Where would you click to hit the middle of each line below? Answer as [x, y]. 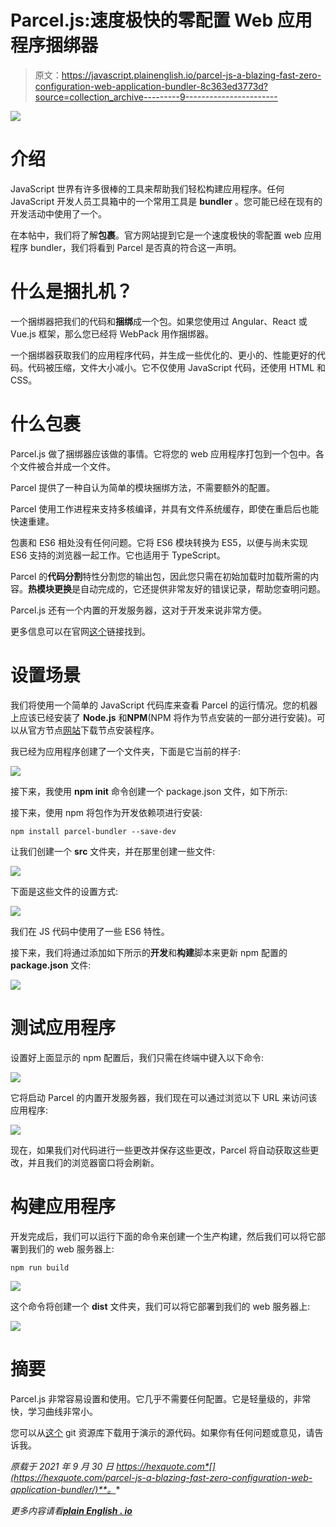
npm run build [40, 1267]
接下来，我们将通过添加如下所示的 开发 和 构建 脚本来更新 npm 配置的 [149, 952]
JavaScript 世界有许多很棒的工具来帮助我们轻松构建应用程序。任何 [147, 188]
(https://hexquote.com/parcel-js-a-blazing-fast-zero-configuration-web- [161, 1477]
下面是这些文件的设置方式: [64, 891]
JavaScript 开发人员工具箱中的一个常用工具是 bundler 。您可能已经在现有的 [166, 201]
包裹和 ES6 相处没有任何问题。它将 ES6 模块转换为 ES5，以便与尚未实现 [159, 542]
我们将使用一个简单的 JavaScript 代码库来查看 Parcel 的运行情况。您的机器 [164, 705]
